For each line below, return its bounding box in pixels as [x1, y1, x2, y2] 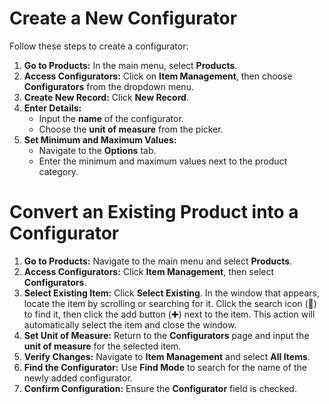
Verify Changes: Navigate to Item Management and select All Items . [23, 350, 311, 362]
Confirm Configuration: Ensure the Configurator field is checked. [23, 382, 297, 394]
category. [38, 165, 79, 177]
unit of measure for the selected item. [23, 340, 182, 352]
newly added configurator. [23, 372, 133, 384]
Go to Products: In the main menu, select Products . [23, 59, 238, 71]
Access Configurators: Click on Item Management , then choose [23, 70, 293, 82]
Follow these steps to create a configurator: [9, 40, 189, 52]
